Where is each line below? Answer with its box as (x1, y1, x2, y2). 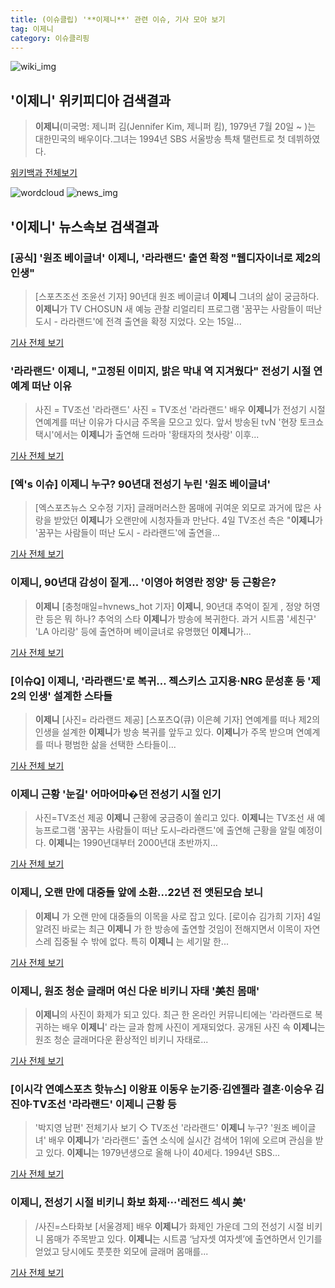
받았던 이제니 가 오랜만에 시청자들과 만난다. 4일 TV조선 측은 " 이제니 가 (53, 514, 323, 526)
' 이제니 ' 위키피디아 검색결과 (10, 92, 172, 109)
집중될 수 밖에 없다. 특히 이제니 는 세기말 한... (53, 935, 229, 947)
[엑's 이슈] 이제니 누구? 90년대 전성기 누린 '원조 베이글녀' (10, 477, 272, 491)
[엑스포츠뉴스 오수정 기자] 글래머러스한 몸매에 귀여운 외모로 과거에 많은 (34, 502, 312, 514)
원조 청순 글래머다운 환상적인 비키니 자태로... (34, 1033, 209, 1045)
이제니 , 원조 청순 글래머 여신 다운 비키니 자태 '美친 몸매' (10, 984, 260, 998)
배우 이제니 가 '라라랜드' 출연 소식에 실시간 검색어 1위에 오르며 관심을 (48, 1134, 313, 1146)
